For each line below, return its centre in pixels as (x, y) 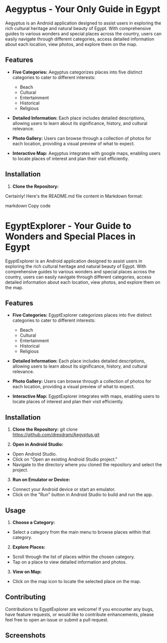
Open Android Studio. (35, 454)
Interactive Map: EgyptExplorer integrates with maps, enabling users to (86, 396)
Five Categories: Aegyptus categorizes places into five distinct (77, 72)
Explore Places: (29, 547)
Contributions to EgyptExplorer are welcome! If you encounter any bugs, (80, 609)
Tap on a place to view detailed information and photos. (70, 562)
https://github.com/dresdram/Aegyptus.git (56, 435)
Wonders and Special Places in (70, 236)
